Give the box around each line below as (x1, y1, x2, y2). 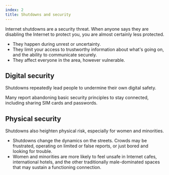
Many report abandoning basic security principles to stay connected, (5, 95, 149, 101)
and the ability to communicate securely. (12, 51, 97, 58)
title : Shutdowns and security (5, 12, 71, 17)
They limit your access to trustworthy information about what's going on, (12, 46, 164, 52)
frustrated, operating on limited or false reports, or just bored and (12, 143, 149, 149)
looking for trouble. (12, 148, 52, 154)
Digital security (5, 71, 54, 80)
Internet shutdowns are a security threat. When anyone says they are (5, 26, 149, 32)
